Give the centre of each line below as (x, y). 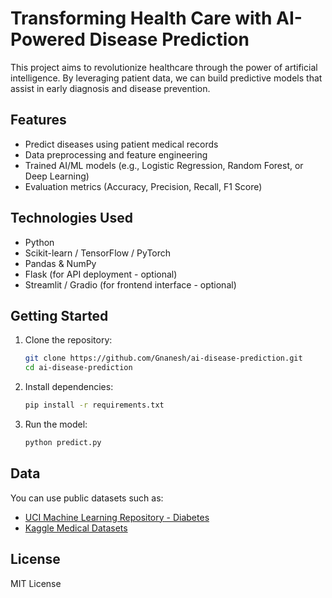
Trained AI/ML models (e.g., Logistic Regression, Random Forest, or (164, 165)
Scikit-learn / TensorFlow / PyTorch (98, 253)
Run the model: (56, 424)
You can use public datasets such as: (87, 498)
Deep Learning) (57, 176)
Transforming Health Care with (141, 18)
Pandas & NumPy (60, 263)
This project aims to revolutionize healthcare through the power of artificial (164, 67)
